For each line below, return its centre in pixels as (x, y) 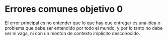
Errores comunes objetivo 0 (64, 9)
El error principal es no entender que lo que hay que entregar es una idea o (82, 23)
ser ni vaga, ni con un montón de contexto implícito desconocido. (72, 33)
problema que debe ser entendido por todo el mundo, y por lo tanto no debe (84, 28)
